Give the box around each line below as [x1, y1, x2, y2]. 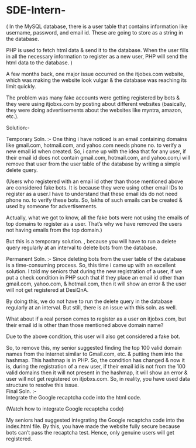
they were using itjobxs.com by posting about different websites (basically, [6, 100, 187, 107]
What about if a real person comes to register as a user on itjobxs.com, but [6, 315, 187, 322]
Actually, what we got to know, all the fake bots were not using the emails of [6, 214, 189, 221]
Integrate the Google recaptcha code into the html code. [6, 394, 142, 401]
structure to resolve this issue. [6, 381, 79, 388]
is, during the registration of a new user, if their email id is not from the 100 [6, 363, 186, 370]
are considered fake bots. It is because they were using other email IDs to [6, 184, 184, 191]
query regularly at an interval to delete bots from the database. [6, 244, 157, 251]
